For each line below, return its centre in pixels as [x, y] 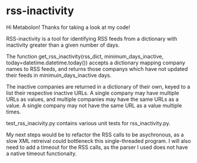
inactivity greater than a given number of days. [63, 45]
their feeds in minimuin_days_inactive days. [59, 75]
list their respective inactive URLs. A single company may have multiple [93, 93]
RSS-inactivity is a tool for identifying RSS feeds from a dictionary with [92, 38]
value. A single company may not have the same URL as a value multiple [94, 105]
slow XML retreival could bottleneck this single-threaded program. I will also [98, 141]
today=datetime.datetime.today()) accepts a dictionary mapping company [96, 63]
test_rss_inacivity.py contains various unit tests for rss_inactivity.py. [88, 123]
